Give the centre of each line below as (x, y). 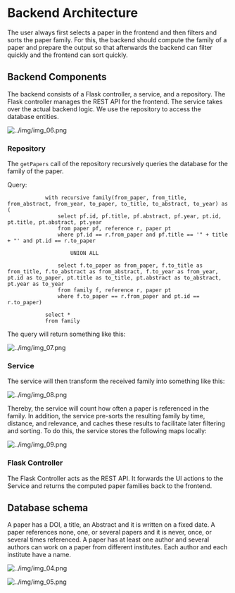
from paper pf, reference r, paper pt (114, 229)
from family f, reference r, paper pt (114, 290)
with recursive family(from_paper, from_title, (116, 198)
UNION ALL (84, 254)
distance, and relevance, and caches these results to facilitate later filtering (116, 423)
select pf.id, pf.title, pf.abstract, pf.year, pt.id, (139, 216)
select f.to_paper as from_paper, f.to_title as (130, 266)
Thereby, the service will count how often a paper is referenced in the (108, 408)
